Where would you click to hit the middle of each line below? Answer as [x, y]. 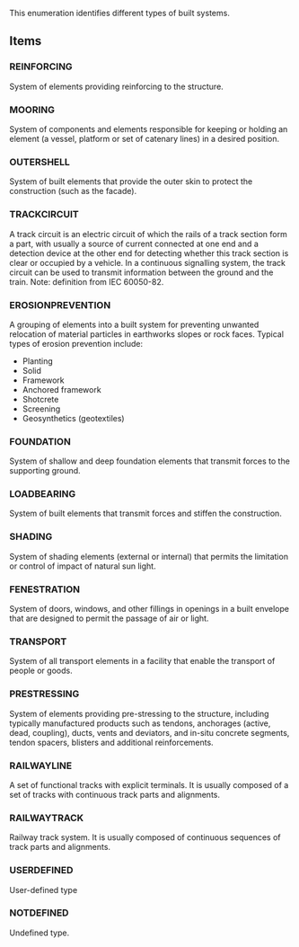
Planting [38, 361]
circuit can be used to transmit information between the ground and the [141, 272]
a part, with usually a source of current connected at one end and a [134, 243]
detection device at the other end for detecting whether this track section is [149, 253]
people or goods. [41, 671]
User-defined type [44, 889]
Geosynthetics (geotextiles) [73, 418]
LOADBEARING [43, 494]
